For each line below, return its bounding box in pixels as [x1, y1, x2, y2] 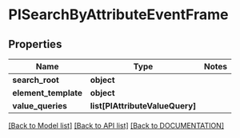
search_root [12, 74, 60, 85]
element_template [12, 88, 82, 98]
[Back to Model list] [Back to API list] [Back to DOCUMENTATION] [8, 121, 225, 130]
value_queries [12, 101, 68, 111]
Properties [8, 37, 62, 51]
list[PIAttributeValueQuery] [90, 101, 197, 111]
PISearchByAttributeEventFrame [8, 6, 229, 24]
